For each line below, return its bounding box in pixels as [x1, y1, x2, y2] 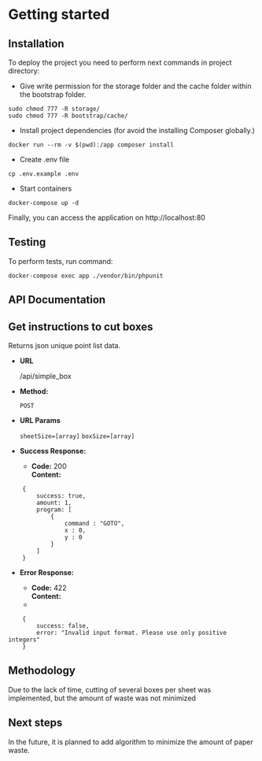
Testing [8, 236, 46, 249]
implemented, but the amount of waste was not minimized [8, 693, 197, 703]
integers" [8, 636, 41, 644]
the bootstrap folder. [19, 90, 87, 99]
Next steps [8, 716, 63, 729]
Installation [8, 37, 65, 50]
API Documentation [8, 293, 106, 306]
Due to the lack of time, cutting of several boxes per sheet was [8, 685, 212, 694]
